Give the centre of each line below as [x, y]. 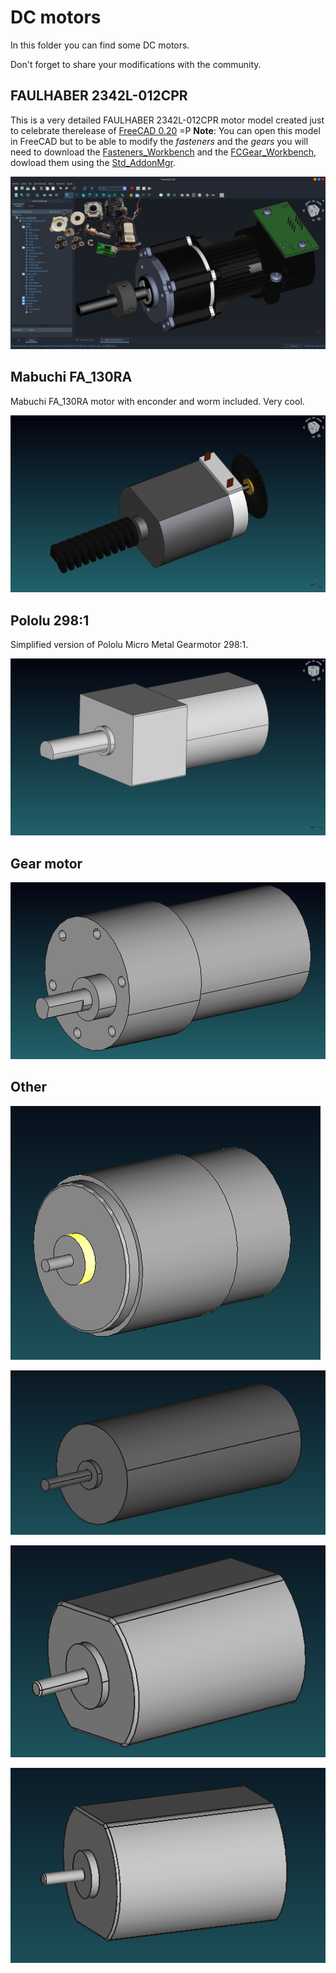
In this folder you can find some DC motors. [100, 45]
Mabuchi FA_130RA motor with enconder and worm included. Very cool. [157, 401]
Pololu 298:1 [50, 620]
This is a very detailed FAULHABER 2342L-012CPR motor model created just [167, 120]
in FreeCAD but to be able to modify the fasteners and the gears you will [159, 141]
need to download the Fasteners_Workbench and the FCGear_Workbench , [163, 152]
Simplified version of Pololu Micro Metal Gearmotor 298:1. [129, 644]
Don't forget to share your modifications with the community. [136, 64]
